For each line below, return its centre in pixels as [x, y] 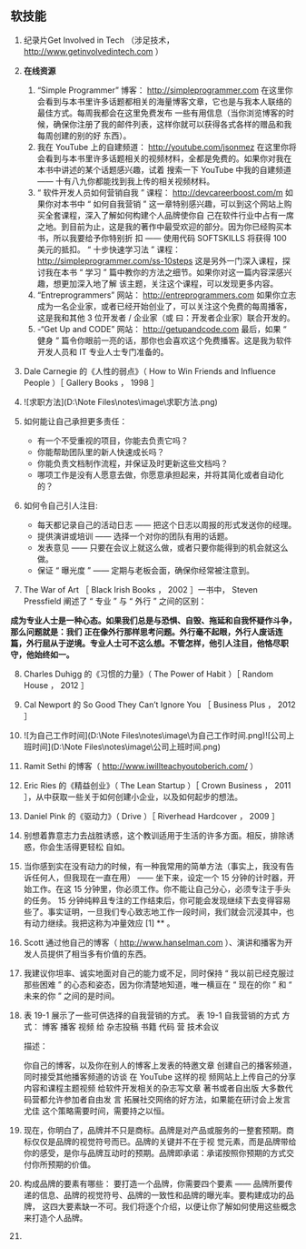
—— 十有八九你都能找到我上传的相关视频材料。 [126, 181]
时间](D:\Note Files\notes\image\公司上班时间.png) [126, 746]
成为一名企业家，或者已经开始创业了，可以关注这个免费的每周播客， [164, 306]
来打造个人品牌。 [55, 1217]
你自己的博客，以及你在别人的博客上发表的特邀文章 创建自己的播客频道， [160, 1065]
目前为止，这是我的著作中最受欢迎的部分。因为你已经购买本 [180, 227]
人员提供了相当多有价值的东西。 [91, 953]
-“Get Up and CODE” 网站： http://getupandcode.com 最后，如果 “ [162, 329]
